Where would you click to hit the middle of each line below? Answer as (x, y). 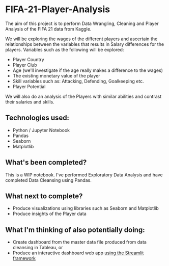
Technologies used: (37, 118)
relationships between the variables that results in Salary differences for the (85, 44)
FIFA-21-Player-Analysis (58, 9)
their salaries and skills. (30, 102)
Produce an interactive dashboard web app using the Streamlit (78, 253)
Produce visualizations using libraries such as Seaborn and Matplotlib (86, 208)
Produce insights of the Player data (49, 214)
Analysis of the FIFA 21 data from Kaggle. (48, 29)
